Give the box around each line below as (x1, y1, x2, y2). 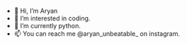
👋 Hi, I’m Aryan (13, 7, 58, 15)
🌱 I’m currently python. (13, 22, 81, 30)
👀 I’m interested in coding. (13, 14, 91, 22)
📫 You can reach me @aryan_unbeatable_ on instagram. (13, 30, 181, 38)
